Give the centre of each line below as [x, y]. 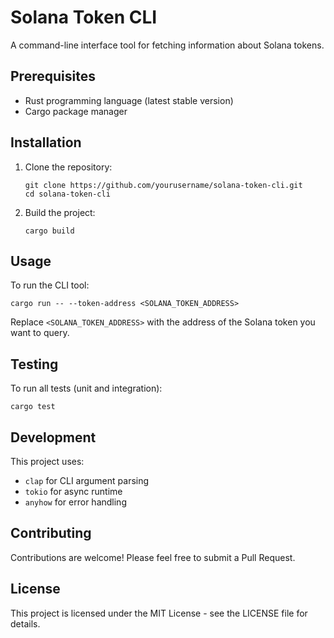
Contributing [51, 533]
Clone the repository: [68, 167]
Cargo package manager [76, 111]
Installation [46, 142]
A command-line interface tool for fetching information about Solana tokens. [167, 45]
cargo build [49, 231]
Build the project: [60, 212]
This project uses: [47, 461]
